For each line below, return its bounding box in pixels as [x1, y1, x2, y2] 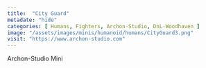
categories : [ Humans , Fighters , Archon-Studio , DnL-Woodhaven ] [7, 23, 200, 30]
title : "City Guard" [7, 10, 70, 17]
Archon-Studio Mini [7, 54, 63, 63]
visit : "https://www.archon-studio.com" [7, 36, 126, 43]
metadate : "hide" [7, 16, 58, 23]
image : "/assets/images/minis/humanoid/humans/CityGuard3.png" [7, 29, 194, 36]
